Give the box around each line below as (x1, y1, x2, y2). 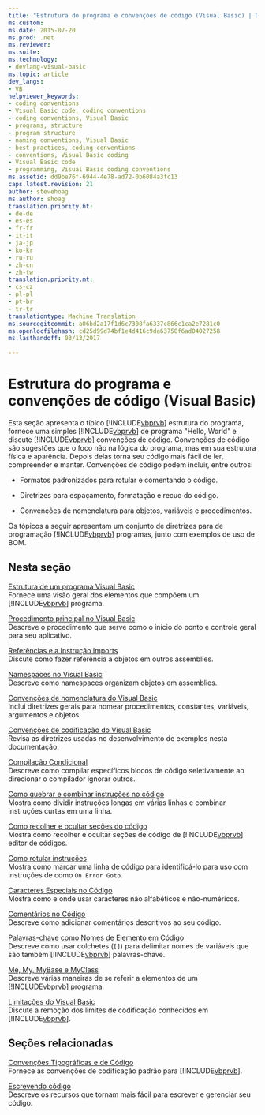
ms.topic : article (8, 70, 69, 78)
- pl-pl (8, 290, 34, 298)
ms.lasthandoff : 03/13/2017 (8, 335, 101, 342)
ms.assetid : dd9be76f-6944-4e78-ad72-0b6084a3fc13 (8, 173, 178, 181)
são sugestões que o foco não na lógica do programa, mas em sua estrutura (8, 443, 256, 453)
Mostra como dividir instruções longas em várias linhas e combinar (8, 798, 226, 807)
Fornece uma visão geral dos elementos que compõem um (8, 589, 200, 600)
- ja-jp (8, 239, 34, 247)
